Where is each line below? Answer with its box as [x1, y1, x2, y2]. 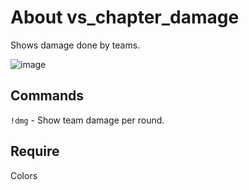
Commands [10, 87, 85, 105]
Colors [10, 169, 38, 181]
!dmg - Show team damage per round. [10, 114, 165, 126]
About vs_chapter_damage [10, 6, 240, 29]
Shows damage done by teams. [10, 39, 141, 51]
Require [10, 143, 60, 160]
